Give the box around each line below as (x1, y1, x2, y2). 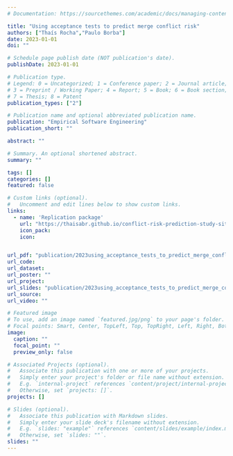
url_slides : (7, 284, 42, 291)
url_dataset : (7, 265, 45, 272)
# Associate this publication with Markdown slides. (7, 412, 169, 419)
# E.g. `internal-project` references (7, 380, 126, 388)
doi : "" (7, 42, 30, 49)
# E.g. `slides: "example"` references (7, 425, 129, 432)
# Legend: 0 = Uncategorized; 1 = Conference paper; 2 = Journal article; (7, 80, 228, 87)
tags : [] (7, 169, 33, 176)
